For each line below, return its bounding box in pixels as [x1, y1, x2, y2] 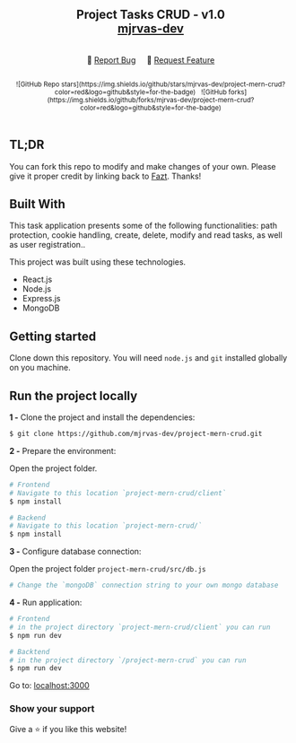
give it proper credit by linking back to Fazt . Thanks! [9, 170, 202, 181]
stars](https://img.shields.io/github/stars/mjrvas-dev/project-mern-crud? [61, 80, 285, 89]
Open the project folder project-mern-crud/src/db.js [9, 564, 206, 574]
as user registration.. [9, 240, 86, 250]
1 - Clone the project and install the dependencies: [9, 412, 196, 423]
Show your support [9, 703, 95, 715]
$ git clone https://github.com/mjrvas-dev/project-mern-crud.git [9, 430, 263, 439]
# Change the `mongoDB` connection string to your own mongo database [9, 581, 279, 590]
